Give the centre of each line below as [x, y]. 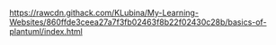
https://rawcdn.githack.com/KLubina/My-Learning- [104, 13]
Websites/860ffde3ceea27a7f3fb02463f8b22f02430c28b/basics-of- [138, 22]
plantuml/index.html [46, 31]
